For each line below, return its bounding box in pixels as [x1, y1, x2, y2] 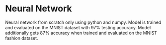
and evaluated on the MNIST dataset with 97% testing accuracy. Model [5, 24, 151, 30]
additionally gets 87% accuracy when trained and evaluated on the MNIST [5, 30, 158, 36]
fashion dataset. [5, 35, 38, 41]
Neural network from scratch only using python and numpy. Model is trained [5, 19, 162, 25]
